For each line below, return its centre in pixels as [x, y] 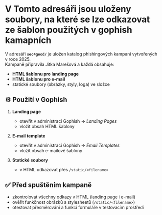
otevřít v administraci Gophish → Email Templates [69, 145]
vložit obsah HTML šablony [47, 126]
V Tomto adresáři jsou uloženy [68, 9]
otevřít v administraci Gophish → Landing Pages [68, 121]
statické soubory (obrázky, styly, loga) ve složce [61, 84]
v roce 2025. [18, 59]
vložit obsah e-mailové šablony [51, 150]
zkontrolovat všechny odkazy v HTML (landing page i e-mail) [74, 197]
